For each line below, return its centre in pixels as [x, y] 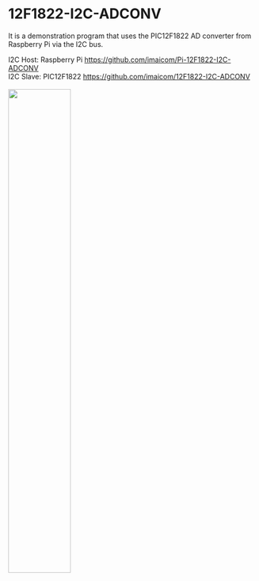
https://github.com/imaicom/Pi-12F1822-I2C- [158, 60]
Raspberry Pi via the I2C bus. [56, 44]
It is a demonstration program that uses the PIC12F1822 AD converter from [130, 36]
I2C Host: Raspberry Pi [46, 60]
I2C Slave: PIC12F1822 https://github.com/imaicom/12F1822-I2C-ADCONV [129, 76]
